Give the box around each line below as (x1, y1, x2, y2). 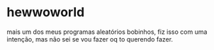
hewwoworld (6, 4, 85, 20)
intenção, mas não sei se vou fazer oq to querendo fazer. (6, 35, 174, 43)
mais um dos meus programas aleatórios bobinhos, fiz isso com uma (6, 27, 208, 36)
